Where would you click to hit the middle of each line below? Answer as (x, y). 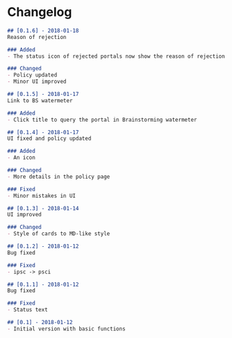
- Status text (28, 310)
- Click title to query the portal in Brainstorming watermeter (102, 120)
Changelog (40, 12)
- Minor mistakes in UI (42, 195)
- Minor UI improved (37, 82)
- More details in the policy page (59, 177)
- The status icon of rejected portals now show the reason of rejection (116, 56)
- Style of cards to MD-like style (59, 234)
